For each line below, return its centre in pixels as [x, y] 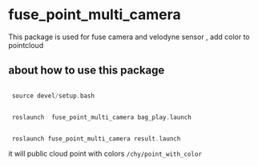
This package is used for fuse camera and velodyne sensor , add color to [129, 37]
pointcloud [26, 45]
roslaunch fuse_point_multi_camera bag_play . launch [102, 117]
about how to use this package [87, 71]
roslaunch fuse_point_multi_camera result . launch [96, 138]
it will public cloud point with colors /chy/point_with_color [105, 154]
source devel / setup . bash [53, 96]
